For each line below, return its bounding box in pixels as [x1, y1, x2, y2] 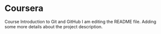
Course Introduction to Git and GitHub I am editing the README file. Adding [4, 19, 157, 24]
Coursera [4, 3, 44, 14]
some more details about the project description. [4, 23, 103, 29]
